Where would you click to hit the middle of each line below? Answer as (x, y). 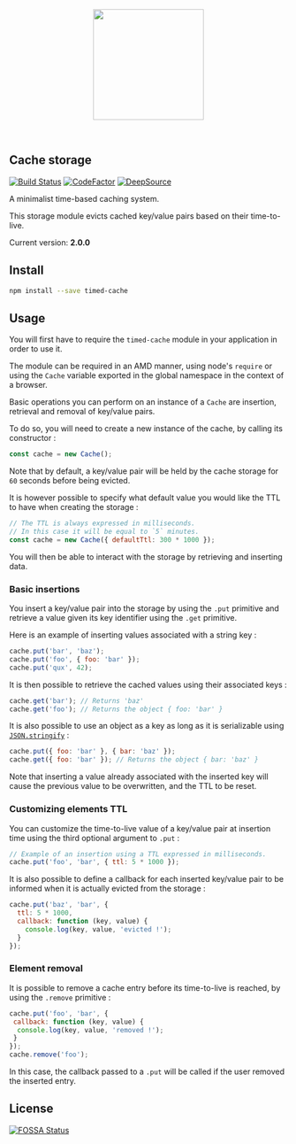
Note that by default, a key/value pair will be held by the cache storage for (144, 471)
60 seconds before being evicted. (70, 481)
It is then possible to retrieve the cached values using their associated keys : (148, 684)
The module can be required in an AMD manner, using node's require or (140, 366)
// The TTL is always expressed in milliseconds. (102, 523)
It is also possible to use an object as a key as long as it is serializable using (147, 726)
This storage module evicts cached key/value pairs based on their (129, 216)
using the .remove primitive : (60, 997)
